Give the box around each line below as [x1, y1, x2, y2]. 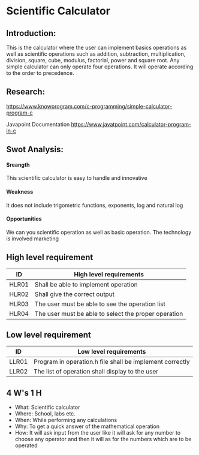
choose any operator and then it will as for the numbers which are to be [14, 436, 192, 443]
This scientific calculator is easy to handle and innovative [6, 174, 148, 182]
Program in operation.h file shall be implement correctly [34, 358, 190, 366]
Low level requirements [77, 348, 146, 356]
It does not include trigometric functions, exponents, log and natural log [6, 201, 183, 209]
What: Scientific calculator [14, 403, 80, 411]
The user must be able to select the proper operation [34, 309, 183, 318]
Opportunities [6, 215, 42, 222]
